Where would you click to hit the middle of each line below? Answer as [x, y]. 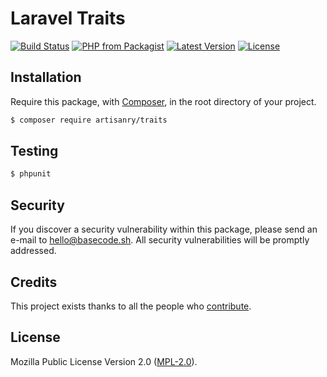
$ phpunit [31, 174]
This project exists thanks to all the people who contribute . [131, 306]
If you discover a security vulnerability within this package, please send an [164, 229]
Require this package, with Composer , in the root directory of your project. [163, 101]
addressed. [33, 251]
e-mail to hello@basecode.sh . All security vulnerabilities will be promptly [160, 240]
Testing [34, 151]
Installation [46, 77]
